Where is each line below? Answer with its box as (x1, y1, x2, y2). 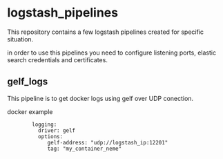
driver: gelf (37, 127, 76, 134)
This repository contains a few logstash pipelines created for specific (7, 28, 204, 36)
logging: (32, 121, 57, 128)
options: (37, 133, 64, 140)
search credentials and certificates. (7, 55, 108, 64)
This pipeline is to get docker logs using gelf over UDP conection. (7, 94, 194, 102)
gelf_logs (7, 76, 48, 88)
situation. (7, 35, 34, 43)
